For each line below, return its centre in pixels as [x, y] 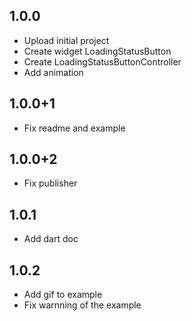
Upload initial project [66, 40]
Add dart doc [51, 239]
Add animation [53, 72]
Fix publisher [50, 183]
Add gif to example [63, 295]
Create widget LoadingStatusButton [97, 51]
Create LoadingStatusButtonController [102, 61]
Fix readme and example [74, 128]
